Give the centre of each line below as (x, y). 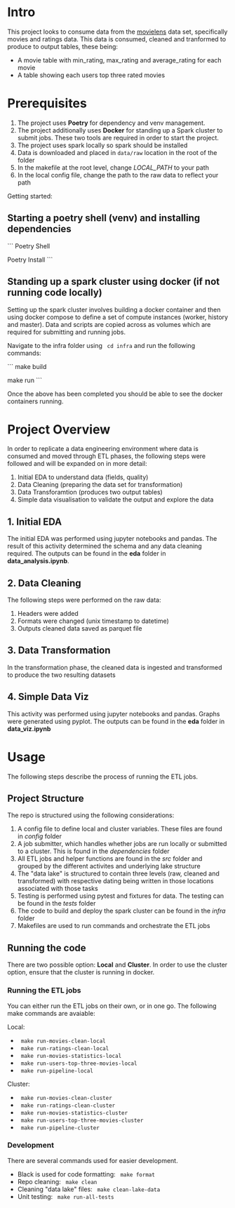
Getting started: (30, 196)
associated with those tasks (58, 889)
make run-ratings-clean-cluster (68, 1106)
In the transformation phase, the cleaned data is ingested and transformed (115, 667)
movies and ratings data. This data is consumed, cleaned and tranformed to (117, 39)
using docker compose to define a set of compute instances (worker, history (118, 317)
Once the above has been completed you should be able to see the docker (115, 394)
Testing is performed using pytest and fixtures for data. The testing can (121, 896)
